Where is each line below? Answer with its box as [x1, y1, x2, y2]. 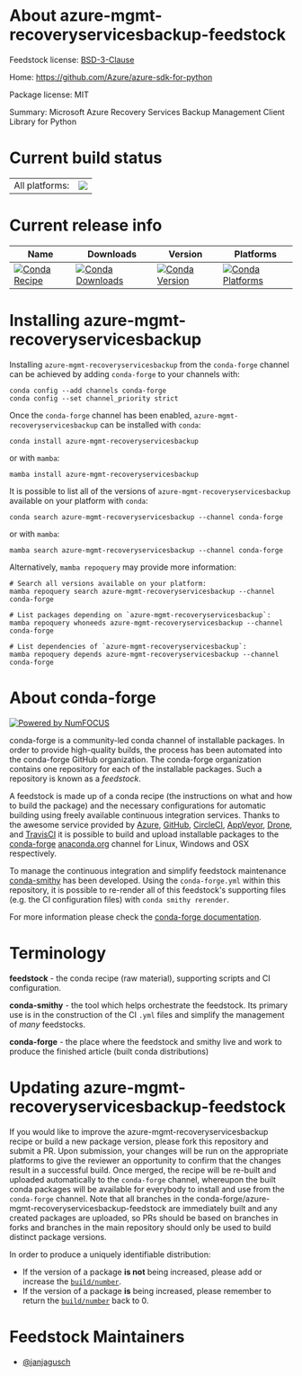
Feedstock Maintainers [9, 1327, 185, 1346]
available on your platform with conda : [9, 495, 148, 506]
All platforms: [13, 179, 70, 192]
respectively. [9, 848, 57, 859]
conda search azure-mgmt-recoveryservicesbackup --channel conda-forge [9, 512, 283, 522]
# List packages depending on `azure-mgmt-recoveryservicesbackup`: [9, 610, 271, 619]
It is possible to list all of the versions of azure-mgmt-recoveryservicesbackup [9, 485, 291, 496]
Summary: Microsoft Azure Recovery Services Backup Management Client [9, 106, 285, 117]
